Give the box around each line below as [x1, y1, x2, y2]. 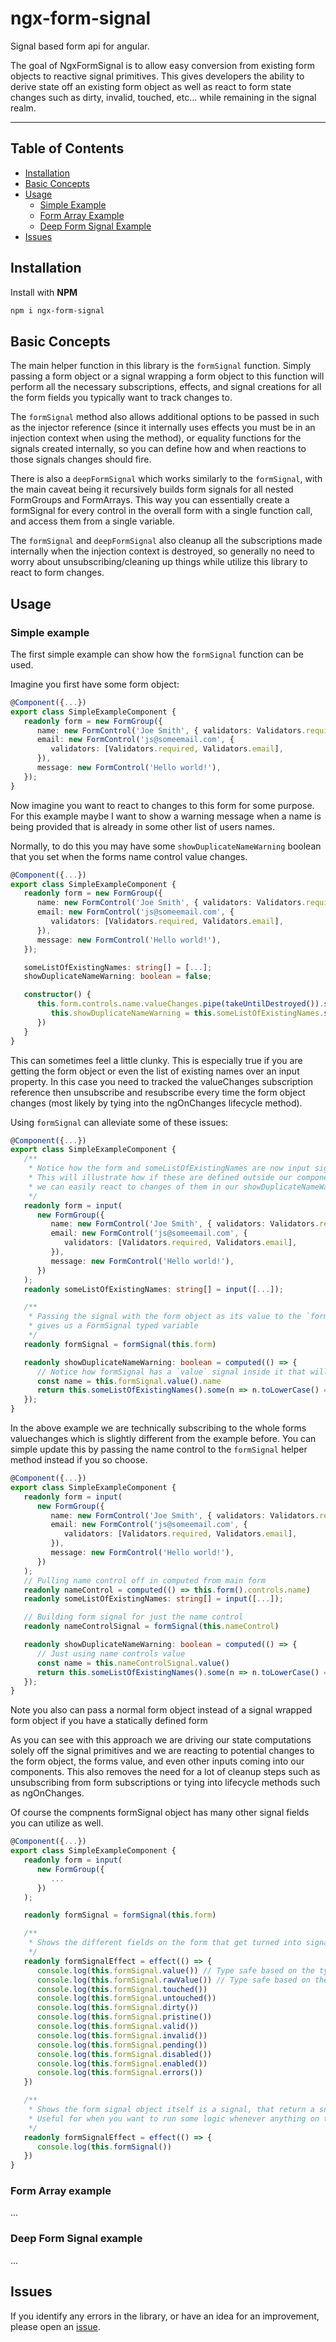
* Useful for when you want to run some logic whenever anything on [28, 2113, 320, 2124]
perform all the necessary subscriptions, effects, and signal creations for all [10, 381, 322, 393]
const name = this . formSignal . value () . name [36, 1376, 222, 1386]
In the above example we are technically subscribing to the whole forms [10, 1422, 307, 1434]
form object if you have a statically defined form [10, 1715, 208, 1727]
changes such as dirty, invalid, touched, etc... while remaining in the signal [10, 91, 317, 103]
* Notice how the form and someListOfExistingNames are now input [28, 1163, 311, 1174]
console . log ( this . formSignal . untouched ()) [36, 1993, 217, 2004]
